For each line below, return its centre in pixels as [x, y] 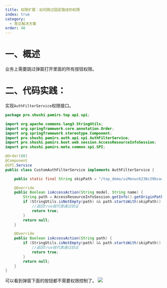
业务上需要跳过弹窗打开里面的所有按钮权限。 [51, 69]
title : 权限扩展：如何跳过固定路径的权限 [43, 10]
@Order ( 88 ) [16, 156]
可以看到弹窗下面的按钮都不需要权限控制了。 [51, 281]
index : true [17, 14]
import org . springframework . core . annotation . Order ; [60, 129]
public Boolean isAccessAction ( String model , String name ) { [79, 192]
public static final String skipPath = [55, 179]
